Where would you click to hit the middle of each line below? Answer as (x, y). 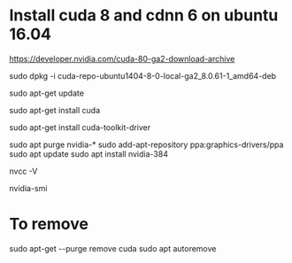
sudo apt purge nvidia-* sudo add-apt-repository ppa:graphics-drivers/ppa (146, 144)
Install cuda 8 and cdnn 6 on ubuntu (144, 15)
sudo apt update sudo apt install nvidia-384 (88, 154)
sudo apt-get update (46, 93)
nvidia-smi (28, 188)
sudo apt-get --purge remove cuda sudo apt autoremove (113, 248)
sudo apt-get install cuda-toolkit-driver (80, 127)
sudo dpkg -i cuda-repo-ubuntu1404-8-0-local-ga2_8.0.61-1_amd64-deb (143, 75)
